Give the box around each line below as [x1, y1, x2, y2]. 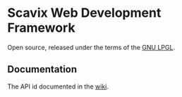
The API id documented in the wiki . [7, 82, 109, 91]
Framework [7, 20, 75, 36]
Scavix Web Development [7, 5, 162, 21]
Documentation [7, 63, 78, 75]
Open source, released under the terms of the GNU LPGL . [7, 43, 175, 51]
